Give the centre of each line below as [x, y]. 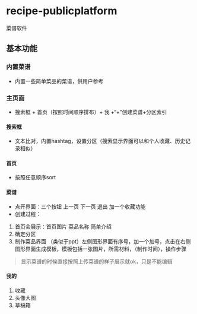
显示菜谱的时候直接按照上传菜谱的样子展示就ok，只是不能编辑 [96, 261]
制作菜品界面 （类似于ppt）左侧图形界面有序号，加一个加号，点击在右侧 [103, 241]
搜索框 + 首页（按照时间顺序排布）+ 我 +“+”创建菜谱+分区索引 [91, 112]
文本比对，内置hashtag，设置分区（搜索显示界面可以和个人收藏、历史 [100, 141]
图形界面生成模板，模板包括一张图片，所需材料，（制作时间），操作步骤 [101, 249]
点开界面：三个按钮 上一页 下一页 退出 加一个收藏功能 [80, 207]
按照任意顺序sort [35, 177]
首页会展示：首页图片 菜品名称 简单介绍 [63, 226]
